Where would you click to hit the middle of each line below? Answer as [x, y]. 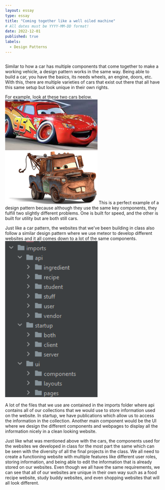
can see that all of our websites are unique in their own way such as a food [81, 472]
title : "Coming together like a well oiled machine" [60, 21]
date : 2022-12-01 [23, 31]
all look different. [22, 483]
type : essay [17, 16]
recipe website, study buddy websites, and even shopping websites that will [82, 478]
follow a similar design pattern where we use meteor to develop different [79, 233]
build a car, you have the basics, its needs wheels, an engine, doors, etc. [79, 77]
